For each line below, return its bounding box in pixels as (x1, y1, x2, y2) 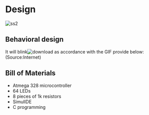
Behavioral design (5, 35, 64, 44)
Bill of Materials (5, 69, 56, 77)
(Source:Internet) (5, 54, 42, 60)
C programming (12, 104, 46, 110)
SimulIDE (12, 98, 32, 105)
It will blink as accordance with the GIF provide (5, 48, 129, 54)
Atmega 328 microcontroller (12, 82, 72, 89)
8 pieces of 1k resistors (12, 93, 62, 99)
